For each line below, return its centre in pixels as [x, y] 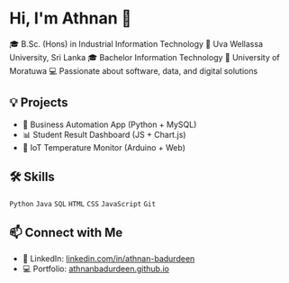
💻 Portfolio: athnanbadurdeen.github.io [95, 269]
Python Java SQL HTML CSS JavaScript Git [82, 204]
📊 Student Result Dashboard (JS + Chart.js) [104, 134]
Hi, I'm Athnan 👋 [71, 18]
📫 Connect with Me [66, 232]
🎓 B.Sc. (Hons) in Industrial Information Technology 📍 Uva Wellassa [136, 43]
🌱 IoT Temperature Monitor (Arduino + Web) [104, 147]
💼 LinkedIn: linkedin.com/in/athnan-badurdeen [108, 259]
